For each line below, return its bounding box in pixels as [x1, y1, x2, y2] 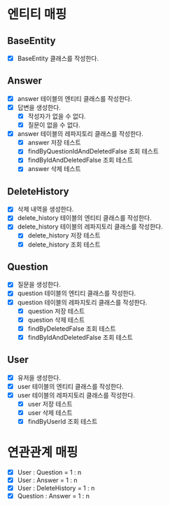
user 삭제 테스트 [27, 408, 73, 417]
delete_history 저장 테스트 [27, 231, 101, 240]
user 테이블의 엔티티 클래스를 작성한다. [17, 382, 124, 390]
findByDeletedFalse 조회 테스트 [27, 324, 117, 333]
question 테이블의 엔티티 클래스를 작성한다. [17, 289, 136, 298]
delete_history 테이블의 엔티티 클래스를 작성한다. [17, 214, 152, 222]
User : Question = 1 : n [17, 467, 82, 477]
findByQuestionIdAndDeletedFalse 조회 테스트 [27, 147, 160, 156]
